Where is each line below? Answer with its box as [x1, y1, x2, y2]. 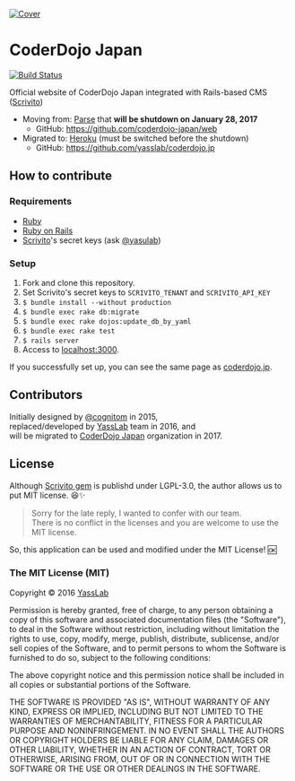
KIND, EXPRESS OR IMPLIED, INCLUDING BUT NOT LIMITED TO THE [9, 706, 264, 716]
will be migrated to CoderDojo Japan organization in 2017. [9, 430, 222, 441]
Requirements [9, 195, 73, 208]
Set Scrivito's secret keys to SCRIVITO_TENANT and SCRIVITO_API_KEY [22, 287, 271, 298]
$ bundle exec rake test [22, 326, 116, 335]
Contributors [9, 387, 83, 403]
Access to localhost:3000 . [22, 343, 119, 354]
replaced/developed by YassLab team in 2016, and [9, 421, 195, 431]
